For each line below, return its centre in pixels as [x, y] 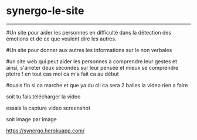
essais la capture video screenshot [48, 108]
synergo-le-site [45, 11]
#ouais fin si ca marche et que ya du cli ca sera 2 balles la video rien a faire [97, 85]
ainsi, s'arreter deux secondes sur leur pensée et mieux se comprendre [92, 67]
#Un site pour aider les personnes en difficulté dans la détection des [89, 32]
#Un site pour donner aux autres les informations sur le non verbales [89, 50]
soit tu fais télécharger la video [43, 96]
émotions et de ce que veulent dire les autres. [61, 39]
